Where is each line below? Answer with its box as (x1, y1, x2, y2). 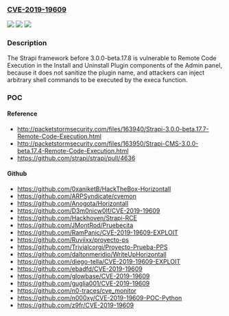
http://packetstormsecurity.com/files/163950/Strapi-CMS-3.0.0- (16, 139, 199, 148)
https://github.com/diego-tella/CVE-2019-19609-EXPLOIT (16, 257, 180, 265)
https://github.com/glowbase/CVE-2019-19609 (16, 272, 150, 280)
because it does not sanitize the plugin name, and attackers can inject (7, 68, 205, 77)
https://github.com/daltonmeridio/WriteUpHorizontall (16, 250, 167, 258)
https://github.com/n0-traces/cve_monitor (16, 286, 137, 295)
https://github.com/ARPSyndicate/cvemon (16, 192, 137, 200)
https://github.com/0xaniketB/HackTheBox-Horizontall (16, 185, 171, 193)
